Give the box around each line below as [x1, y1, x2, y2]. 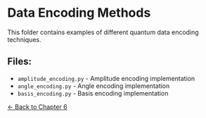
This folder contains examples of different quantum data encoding [7, 28, 199, 36]
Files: [7, 56, 32, 68]
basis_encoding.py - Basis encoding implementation [17, 89, 169, 97]
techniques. [7, 35, 41, 43]
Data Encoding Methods [7, 5, 151, 21]
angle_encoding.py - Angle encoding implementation [17, 82, 170, 90]
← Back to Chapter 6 [7, 103, 68, 111]
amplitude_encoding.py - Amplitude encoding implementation [17, 74, 195, 82]
